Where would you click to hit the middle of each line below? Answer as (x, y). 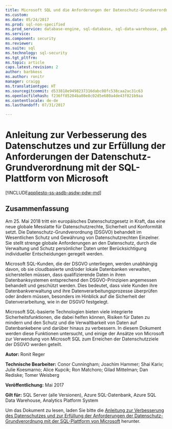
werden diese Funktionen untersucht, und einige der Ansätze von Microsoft (85, 333)
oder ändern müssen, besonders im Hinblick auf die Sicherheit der (76, 296)
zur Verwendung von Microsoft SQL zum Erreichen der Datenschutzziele (82, 339)
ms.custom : (17, 15)
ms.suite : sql (20, 48)
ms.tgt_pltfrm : (21, 58)
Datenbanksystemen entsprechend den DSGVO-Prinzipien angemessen (81, 280)
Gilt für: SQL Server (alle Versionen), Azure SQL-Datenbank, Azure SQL (81, 395)
